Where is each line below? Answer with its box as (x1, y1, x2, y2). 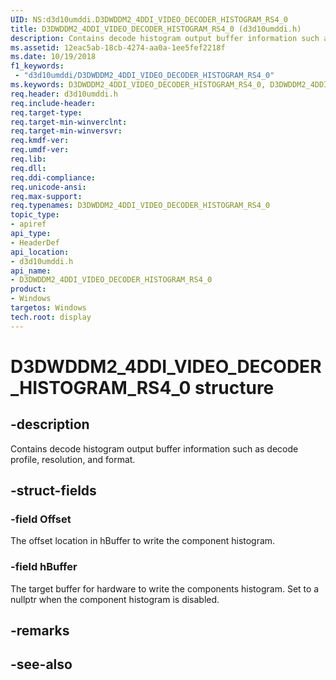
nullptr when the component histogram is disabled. (10, 593, 220, 605)
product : (10, 284, 47, 295)
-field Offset (10, 512, 72, 526)
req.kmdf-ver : (10, 136, 70, 146)
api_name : (10, 266, 52, 276)
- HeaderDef (10, 237, 60, 248)
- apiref (10, 219, 47, 230)
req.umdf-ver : (10, 145, 70, 155)
